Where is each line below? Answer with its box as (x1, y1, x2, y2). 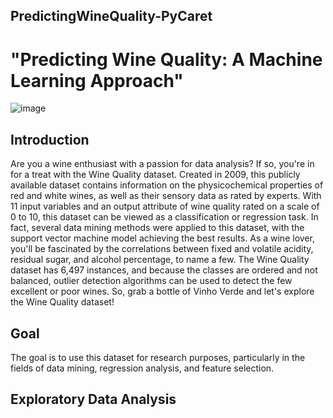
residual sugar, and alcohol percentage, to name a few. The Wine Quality (10, 254, 310, 266)
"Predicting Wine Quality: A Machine (10, 48, 323, 71)
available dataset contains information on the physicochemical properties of (10, 179, 324, 191)
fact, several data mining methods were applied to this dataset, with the (10, 222, 305, 234)
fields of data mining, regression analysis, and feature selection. (10, 362, 275, 374)
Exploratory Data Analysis (10, 391, 177, 408)
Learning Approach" (10, 69, 184, 92)
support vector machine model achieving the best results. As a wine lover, (10, 232, 315, 244)
